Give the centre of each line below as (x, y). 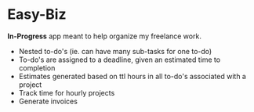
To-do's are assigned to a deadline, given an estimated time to (120, 60)
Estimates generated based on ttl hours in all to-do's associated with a (132, 76)
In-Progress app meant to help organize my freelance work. (104, 36)
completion (37, 67)
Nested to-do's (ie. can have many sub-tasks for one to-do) (115, 51)
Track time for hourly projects (67, 92)
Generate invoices (48, 101)
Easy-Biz (37, 14)
